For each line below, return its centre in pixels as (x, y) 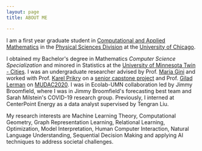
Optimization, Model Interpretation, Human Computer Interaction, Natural (98, 128)
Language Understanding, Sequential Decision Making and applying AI (95, 135)
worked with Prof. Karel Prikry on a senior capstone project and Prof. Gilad (99, 78)
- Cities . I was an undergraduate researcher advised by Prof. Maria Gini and (101, 71)
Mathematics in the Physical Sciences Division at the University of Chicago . (101, 47)
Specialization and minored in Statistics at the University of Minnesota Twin (101, 65)
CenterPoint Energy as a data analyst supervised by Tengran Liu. (88, 104)
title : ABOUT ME (27, 18)
